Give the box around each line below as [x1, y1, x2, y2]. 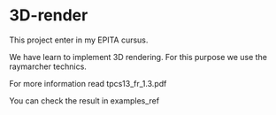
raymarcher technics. [9, 61, 87, 72]
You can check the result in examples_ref [9, 95, 160, 106]
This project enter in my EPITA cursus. [9, 34, 149, 45]
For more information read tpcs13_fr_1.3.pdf [9, 78, 167, 88]
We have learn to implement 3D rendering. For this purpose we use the [9, 51, 268, 62]
